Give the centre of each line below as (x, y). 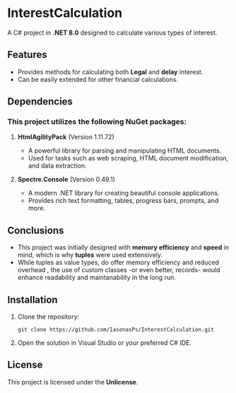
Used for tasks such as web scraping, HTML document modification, (128, 158)
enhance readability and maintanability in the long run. (97, 278)
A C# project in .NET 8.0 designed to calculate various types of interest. (112, 33)
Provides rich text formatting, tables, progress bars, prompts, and (123, 201)
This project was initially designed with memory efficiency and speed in (123, 247)
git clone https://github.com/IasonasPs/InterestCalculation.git (116, 330)
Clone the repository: (48, 317)
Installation (33, 299)
